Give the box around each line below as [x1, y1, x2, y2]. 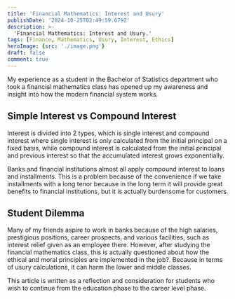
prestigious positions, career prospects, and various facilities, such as [7, 233, 210, 242]
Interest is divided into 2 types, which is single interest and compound [7, 129, 210, 137]
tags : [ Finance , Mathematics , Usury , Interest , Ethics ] [7, 36, 174, 43]
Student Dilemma [7, 207, 85, 219]
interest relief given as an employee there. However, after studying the [7, 241, 210, 249]
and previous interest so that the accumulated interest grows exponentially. [7, 151, 224, 160]
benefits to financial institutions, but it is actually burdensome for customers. [7, 187, 229, 195]
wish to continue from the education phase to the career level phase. [7, 284, 207, 293]
